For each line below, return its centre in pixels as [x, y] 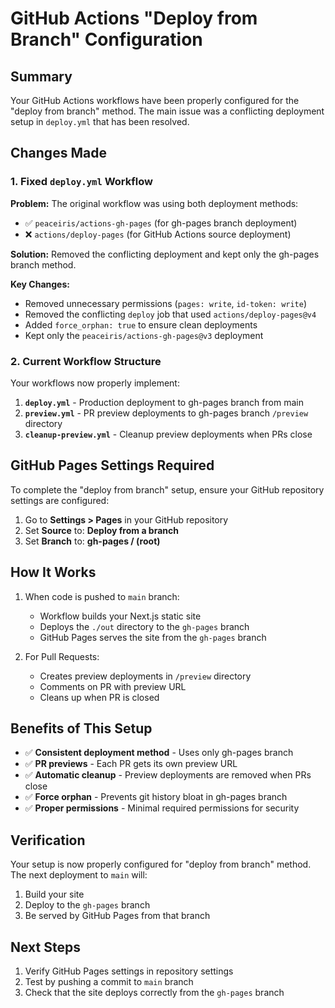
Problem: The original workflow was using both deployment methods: [154, 203]
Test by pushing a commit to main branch [109, 982]
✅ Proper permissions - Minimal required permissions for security [162, 808]
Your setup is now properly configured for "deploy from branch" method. [161, 864]
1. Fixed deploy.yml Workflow [81, 182]
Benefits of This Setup [81, 728]
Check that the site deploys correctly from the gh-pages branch [154, 993]
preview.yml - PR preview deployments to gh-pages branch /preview [166, 413]
